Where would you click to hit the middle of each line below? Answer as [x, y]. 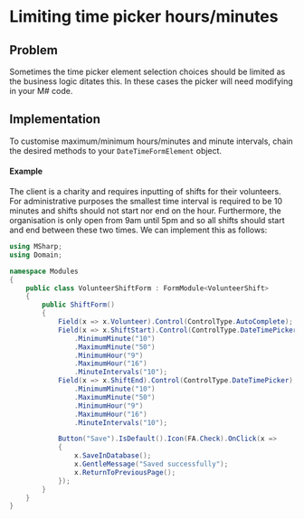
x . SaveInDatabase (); [113, 456]
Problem [34, 50]
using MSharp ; [36, 247]
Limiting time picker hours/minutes [144, 17]
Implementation [55, 119]
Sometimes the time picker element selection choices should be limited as [147, 71]
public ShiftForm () [79, 305]
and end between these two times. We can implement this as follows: [138, 230]
